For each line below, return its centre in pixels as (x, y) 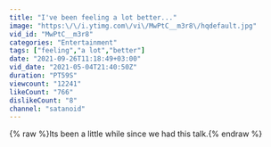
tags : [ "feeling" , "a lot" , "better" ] (77, 51)
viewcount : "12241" (45, 84)
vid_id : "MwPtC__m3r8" (51, 34)
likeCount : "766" (41, 92)
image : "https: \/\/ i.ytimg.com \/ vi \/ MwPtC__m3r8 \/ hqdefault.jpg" (133, 26)
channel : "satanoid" (48, 109)
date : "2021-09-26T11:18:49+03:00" (75, 59)
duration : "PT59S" (43, 76)
